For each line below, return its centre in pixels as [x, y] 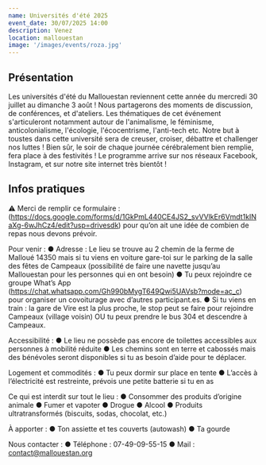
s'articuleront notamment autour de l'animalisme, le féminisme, [111, 122]
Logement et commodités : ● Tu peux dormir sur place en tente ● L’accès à [133, 372]
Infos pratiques [47, 189]
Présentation [41, 77]
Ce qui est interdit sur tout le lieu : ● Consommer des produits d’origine [125, 396]
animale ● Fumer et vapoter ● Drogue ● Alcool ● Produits [106, 405]
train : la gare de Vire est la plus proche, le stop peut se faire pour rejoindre [131, 308]
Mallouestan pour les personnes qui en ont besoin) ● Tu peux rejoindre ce [130, 274]
